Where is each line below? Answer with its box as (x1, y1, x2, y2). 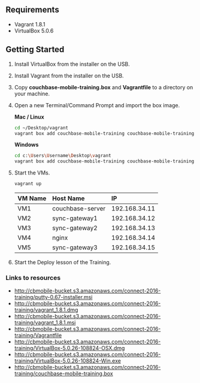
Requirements (5, 5, 59, 15)
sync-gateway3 (52, 243, 98, 251)
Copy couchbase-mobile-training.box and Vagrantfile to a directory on (14, 83, 193, 91)
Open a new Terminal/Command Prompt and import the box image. (14, 101, 180, 108)
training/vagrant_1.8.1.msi (14, 319, 76, 326)
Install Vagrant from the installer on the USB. (14, 72, 124, 79)
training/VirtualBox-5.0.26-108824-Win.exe (14, 357, 121, 364)
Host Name (52, 194, 85, 203)
